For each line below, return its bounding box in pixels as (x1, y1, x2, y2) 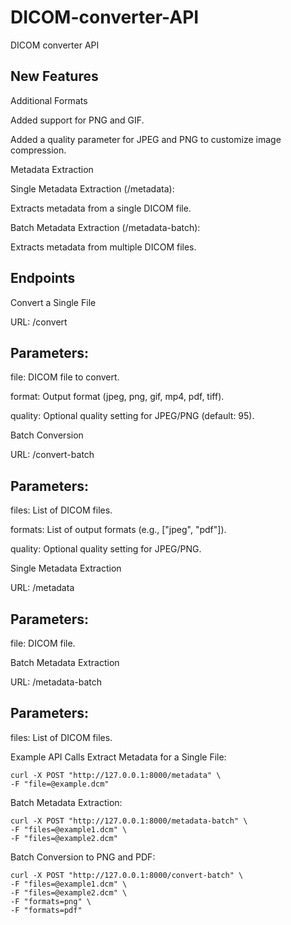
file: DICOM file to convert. (10, 371, 120, 383)
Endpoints (10, 270, 76, 287)
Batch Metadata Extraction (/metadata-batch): (10, 221, 201, 233)
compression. (10, 144, 67, 156)
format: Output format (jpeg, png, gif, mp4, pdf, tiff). (10, 391, 225, 403)
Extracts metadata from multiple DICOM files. (10, 241, 197, 253)
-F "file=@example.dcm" (10, 779, 110, 789)
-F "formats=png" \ (10, 896, 92, 906)
